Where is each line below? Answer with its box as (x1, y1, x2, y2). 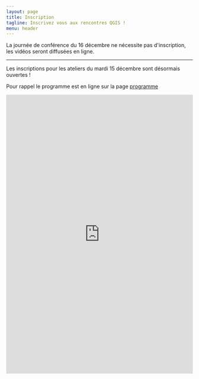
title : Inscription (6, 14, 54, 20)
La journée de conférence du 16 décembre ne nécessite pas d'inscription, (6, 42, 187, 49)
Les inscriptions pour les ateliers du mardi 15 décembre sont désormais (6, 65, 181, 72)
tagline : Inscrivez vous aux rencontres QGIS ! (6, 20, 126, 26)
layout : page (6, 8, 38, 15)
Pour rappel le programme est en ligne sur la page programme (6, 83, 159, 90)
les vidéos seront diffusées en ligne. (6, 48, 95, 55)
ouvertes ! (6, 71, 31, 79)
